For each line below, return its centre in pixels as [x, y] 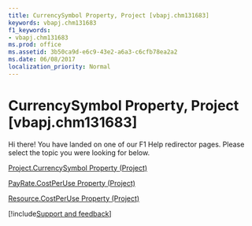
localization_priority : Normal [59, 67]
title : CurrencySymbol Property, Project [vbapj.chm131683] [109, 15]
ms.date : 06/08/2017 [42, 60]
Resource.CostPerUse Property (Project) [74, 198]
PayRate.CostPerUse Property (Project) [72, 183]
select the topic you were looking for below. [79, 152]
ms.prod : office [35, 45]
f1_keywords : [30, 30]
